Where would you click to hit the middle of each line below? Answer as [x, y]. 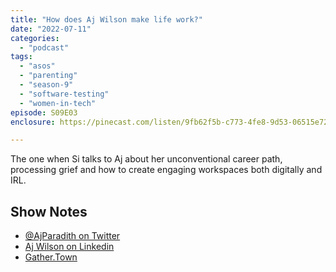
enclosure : [33, 122]
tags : [21, 57]
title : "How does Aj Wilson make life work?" [106, 19]
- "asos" [37, 66]
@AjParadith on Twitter [72, 236]
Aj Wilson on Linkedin [69, 247]
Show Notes [49, 211]
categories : [35, 38]
